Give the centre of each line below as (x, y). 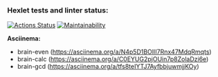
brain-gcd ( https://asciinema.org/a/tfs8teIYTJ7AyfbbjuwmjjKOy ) (108, 67)
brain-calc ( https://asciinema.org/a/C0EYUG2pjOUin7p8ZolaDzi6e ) (113, 59)
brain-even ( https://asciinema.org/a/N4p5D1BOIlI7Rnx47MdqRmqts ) (115, 52)
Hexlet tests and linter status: (58, 10)
